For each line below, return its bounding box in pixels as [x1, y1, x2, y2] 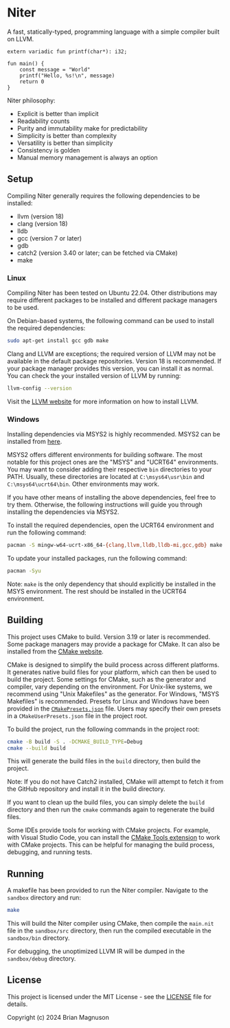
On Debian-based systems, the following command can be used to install [7, 317, 214, 325]
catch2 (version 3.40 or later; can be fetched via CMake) [16, 249, 179, 257]
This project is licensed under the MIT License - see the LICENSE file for [7, 992, 211, 1001]
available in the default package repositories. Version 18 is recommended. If [7, 357, 222, 365]
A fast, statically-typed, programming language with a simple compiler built [7, 27, 220, 36]
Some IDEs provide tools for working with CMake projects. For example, [7, 826, 211, 834]
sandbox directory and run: [7, 893, 81, 902]
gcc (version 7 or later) [16, 234, 82, 242]
